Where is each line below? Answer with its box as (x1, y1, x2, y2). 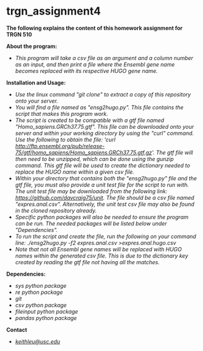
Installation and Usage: (6, 79, 66, 86)
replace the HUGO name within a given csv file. (15, 168, 135, 175)
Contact (6, 326, 27, 333)
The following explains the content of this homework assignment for (6, 24, 183, 32)
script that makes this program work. (15, 110, 108, 117)
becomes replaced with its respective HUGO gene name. (15, 67, 158, 74)
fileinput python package (15, 308, 78, 315)
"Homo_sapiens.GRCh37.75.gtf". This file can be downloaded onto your (15, 123, 194, 130)
